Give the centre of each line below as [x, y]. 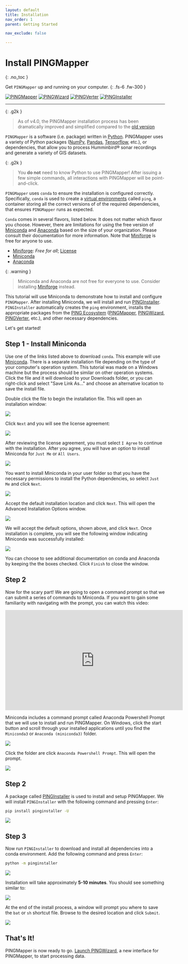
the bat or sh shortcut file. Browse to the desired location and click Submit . [83, 913]
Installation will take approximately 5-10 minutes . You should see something [85, 883]
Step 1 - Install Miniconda [46, 344]
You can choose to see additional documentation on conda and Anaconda [82, 558]
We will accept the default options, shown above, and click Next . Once [79, 528]
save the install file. [25, 389]
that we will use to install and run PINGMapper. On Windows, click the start [83, 723]
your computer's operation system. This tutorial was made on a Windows [82, 367]
